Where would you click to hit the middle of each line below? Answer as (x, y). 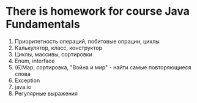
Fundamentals (43, 24)
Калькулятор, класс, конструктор (58, 48)
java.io (23, 86)
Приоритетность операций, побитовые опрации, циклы (87, 41)
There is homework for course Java (98, 11)
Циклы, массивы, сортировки (53, 54)
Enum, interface (35, 61)
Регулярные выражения (46, 93)
